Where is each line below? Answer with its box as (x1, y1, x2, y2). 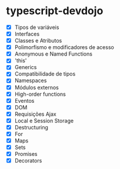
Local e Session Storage (14, 117, 74, 124)
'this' (14, 57, 27, 64)
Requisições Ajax (14, 110, 57, 118)
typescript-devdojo (6, 4, 104, 18)
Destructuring (14, 123, 49, 131)
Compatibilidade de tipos (14, 70, 76, 77)
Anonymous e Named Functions (14, 50, 93, 57)
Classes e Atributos (14, 37, 62, 44)
